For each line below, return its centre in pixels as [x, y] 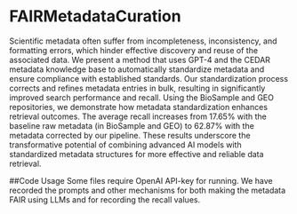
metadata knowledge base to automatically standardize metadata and [137, 69]
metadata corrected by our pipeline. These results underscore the [130, 135]
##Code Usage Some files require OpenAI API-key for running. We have [141, 180]
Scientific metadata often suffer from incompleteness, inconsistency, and [143, 41]
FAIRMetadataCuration [95, 16]
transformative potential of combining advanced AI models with [125, 145]
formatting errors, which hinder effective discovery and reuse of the [134, 50]
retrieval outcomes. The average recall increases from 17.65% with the [138, 116]
